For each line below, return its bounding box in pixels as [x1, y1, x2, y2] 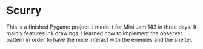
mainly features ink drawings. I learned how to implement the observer [6, 29, 183, 36]
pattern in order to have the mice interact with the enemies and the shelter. [6, 36, 193, 43]
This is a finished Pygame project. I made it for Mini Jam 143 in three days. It [6, 23, 197, 30]
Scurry [6, 4, 42, 17]
